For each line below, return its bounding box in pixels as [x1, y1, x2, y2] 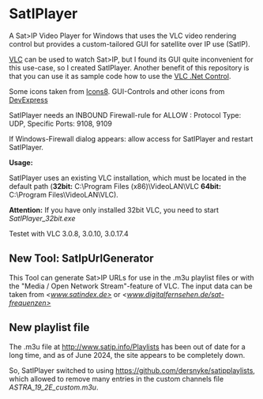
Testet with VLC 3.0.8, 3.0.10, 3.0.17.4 [9, 228, 129, 238]
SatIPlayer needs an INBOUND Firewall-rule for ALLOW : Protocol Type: [9, 110, 242, 119]
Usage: [9, 157, 34, 167]
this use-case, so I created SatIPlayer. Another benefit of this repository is [9, 62, 250, 72]
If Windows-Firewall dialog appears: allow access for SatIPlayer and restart [9, 134, 254, 143]
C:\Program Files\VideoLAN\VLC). [9, 190, 119, 199]
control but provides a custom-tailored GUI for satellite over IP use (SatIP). [9, 39, 251, 48]
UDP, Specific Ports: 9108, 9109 [9, 119, 113, 128]
